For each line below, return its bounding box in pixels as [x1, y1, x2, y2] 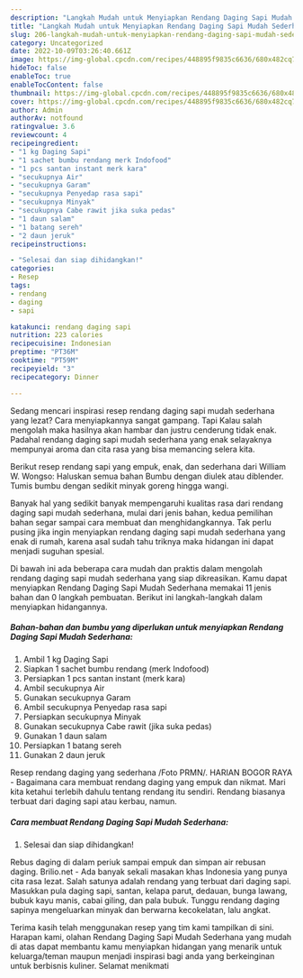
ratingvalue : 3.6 [10, 123, 76, 132]
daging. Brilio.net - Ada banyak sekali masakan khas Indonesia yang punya [10, 866, 288, 877]
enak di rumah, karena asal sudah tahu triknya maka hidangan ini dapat [10, 535, 274, 546]
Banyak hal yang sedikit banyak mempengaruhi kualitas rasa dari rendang [10, 498, 284, 508]
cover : [10, 96, 35, 106]
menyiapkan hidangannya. [10, 601, 108, 612]
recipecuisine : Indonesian [10, 339, 111, 348]
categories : [10, 264, 55, 273]
